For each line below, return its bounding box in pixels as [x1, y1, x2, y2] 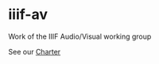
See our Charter [8, 47, 61, 56]
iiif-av [8, 6, 48, 24]
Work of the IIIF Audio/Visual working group [8, 32, 152, 41]
